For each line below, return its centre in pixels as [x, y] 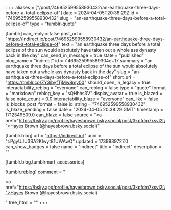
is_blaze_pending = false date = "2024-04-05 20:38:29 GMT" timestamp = [84, 110]
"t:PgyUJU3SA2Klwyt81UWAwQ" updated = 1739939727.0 [67, 141]
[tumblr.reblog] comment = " [35, 172]
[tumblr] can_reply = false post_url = [44, 33]
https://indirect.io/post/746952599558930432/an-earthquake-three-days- [86, 39]
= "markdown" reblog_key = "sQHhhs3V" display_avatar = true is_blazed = [84, 93]
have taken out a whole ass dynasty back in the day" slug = [68, 72]
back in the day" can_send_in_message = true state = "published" [75, 55]
